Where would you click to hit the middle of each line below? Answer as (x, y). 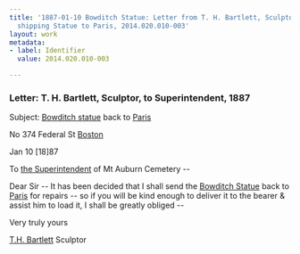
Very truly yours (39, 223)
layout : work (33, 34)
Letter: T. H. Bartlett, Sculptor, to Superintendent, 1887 (130, 97)
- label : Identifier (48, 51)
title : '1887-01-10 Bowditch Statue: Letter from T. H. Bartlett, (135, 17)
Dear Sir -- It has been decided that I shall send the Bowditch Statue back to (150, 186)
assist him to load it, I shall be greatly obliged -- (97, 205)
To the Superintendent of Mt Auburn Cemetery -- (100, 169)
